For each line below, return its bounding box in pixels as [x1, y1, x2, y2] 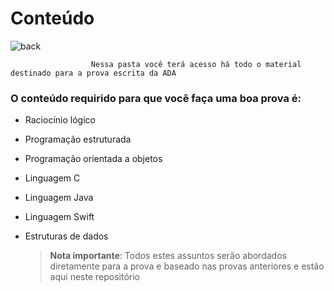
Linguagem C [24, 172, 81, 184]
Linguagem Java [24, 192, 94, 204]
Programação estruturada [24, 133, 132, 146]
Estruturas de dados [24, 230, 109, 242]
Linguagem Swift [24, 211, 95, 223]
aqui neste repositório [49, 271, 140, 283]
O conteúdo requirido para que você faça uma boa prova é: [10, 91, 302, 105]
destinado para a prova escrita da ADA [10, 68, 177, 78]
